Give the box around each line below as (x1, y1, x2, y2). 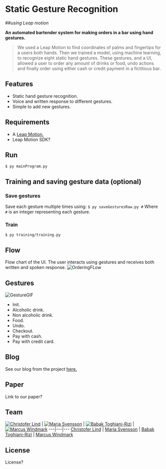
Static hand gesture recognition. (12, 93, 78, 99)
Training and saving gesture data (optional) (5, 177, 142, 186)
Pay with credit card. (12, 338, 55, 344)
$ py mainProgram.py (5, 164, 48, 169)
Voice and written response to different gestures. (12, 98, 113, 104)
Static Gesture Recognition (5, 3, 118, 15)
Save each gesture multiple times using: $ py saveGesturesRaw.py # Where (5, 203, 158, 209)
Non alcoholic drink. (12, 312, 54, 318)
